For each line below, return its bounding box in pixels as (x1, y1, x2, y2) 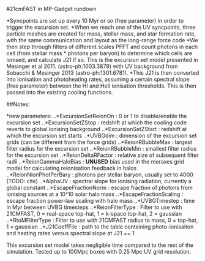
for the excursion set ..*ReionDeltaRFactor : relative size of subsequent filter (6, 151, 199, 159)
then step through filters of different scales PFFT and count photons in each (6, 43, 198, 50)
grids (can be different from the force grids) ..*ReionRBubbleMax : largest (6, 138, 193, 146)
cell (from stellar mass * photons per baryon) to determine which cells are (6, 50, 193, 57)
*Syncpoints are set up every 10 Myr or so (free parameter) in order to (6, 17, 184, 24)
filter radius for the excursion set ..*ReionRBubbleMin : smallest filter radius (6, 145, 197, 152)
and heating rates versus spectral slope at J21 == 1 (6, 230, 135, 236)
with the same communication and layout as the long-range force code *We (6, 37, 199, 43)
